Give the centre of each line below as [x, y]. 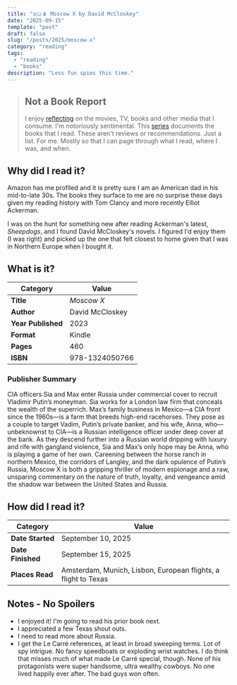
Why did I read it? [47, 171]
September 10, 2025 [96, 539]
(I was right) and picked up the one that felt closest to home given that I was [118, 239]
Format [23, 335]
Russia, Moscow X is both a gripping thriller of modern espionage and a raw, [118, 470]
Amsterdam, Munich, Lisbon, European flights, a [140, 571]
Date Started [33, 539]
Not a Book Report [66, 101]
